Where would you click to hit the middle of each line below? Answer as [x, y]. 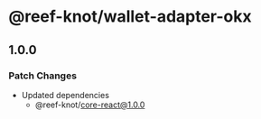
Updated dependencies [65, 95]
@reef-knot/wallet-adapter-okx [130, 17]
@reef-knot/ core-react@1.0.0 [90, 105]
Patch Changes [43, 76]
